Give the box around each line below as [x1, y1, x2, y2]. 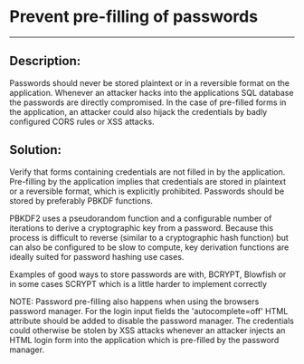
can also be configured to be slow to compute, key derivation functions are [9, 242, 290, 253]
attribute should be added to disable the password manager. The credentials [9, 315, 294, 326]
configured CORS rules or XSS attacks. [9, 116, 156, 127]
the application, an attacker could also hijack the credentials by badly [9, 106, 268, 117]
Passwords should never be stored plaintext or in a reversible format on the [9, 77, 290, 88]
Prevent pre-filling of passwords [9, 6, 259, 27]
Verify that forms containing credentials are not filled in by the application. [9, 166, 286, 177]
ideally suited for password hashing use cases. [9, 251, 185, 262]
